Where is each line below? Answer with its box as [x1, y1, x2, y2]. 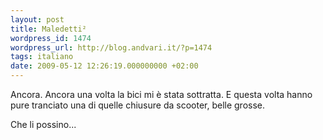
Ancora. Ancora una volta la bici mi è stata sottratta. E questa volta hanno [10, 89, 313, 100]
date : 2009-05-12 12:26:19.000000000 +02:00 [10, 61, 199, 71]
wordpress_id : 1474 [10, 33, 92, 43]
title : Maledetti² [10, 24, 87, 34]
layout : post [10, 14, 65, 25]
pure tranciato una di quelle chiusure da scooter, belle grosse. [10, 99, 266, 111]
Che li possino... [10, 119, 77, 130]
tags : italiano [10, 52, 74, 62]
